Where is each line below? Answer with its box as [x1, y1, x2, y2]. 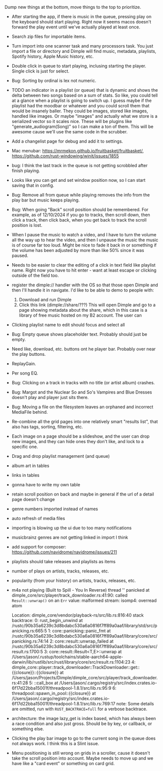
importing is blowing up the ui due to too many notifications [11, 525, 132, 531]
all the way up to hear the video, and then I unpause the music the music [11, 237, 159, 243]
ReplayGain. [11, 361, 36, 367]
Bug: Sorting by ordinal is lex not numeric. [11, 78, 96, 83]
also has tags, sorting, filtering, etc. [11, 424, 83, 429]
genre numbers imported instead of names [11, 506, 98, 512]
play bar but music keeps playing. [11, 197, 80, 203]
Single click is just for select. [11, 68, 70, 74]
